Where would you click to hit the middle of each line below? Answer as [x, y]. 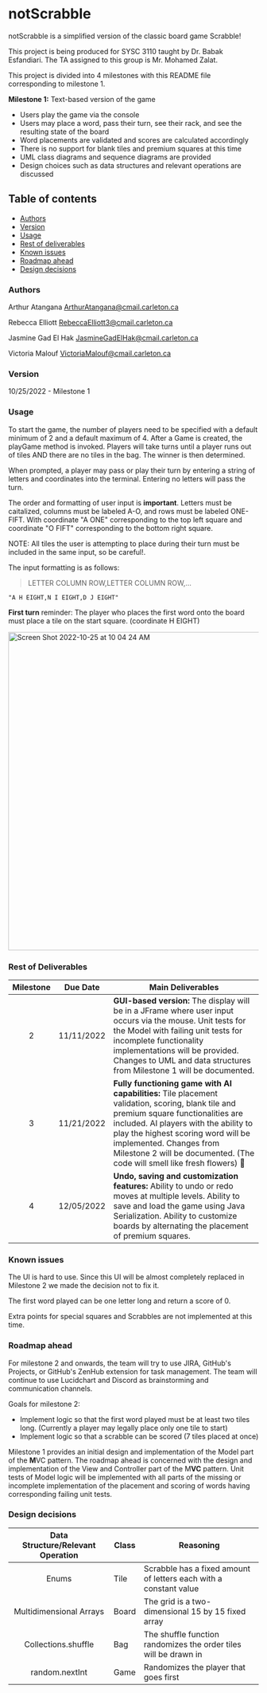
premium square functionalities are [178, 1113]
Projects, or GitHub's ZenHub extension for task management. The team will [133, 1371]
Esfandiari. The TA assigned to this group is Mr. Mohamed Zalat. [113, 60]
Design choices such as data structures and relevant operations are [130, 165]
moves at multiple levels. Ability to [176, 1196]
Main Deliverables [184, 987]
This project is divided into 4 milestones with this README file [110, 75]
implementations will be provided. [176, 1051]
